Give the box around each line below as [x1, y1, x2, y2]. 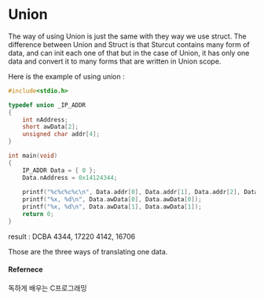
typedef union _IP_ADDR [8, 101, 86, 109]
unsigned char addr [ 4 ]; [22, 130, 101, 138]
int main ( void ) [8, 152, 58, 160]
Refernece [8, 265, 43, 274]
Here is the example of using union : [8, 71, 126, 81]
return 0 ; [22, 210, 55, 218]
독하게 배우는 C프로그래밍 [8, 284, 87, 293]
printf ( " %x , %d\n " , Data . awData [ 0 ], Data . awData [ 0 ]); [22, 196, 202, 203]
